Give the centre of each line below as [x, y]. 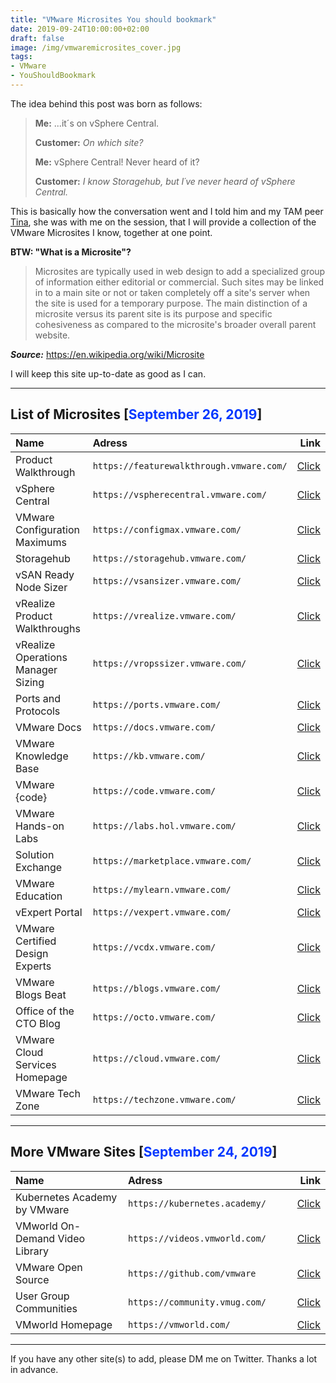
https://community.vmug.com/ [197, 1302]
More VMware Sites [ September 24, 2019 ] [144, 1152]
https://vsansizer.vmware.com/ [167, 580]
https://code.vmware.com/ [154, 790]
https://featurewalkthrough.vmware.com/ [190, 465]
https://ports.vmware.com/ [157, 704]
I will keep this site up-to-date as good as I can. [108, 373]
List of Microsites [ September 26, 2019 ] [136, 414]
